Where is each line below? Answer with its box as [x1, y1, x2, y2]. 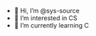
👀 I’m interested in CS [14, 14, 78, 22]
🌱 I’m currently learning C [14, 21, 90, 29]
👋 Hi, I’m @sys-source [14, 7, 80, 15]
